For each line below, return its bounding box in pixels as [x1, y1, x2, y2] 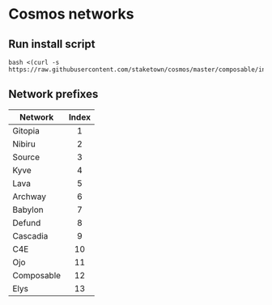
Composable [12, 269, 62, 281]
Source [12, 151, 40, 163]
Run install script [8, 37, 96, 51]
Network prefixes [8, 87, 99, 101]
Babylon [12, 204, 44, 215]
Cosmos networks [8, 5, 134, 23]
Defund [12, 217, 41, 228]
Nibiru [12, 138, 36, 150]
